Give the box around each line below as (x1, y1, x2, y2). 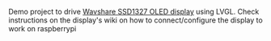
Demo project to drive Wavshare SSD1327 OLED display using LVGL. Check (8, 7, 260, 16)
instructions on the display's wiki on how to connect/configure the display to (8, 15, 263, 25)
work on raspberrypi (8, 24, 77, 33)
